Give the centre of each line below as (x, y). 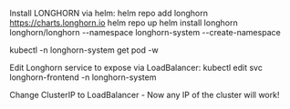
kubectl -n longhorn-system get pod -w (84, 50)
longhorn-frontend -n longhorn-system (83, 77)
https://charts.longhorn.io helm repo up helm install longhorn (124, 23)
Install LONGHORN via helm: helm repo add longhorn (109, 13)
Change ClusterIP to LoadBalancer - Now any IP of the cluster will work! (145, 95)
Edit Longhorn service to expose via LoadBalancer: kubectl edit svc (136, 68)
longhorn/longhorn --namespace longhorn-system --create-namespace (145, 32)
